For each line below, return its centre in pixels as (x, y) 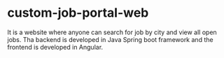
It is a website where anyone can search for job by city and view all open (112, 32)
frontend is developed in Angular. (55, 47)
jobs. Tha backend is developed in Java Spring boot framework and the (110, 39)
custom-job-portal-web (78, 13)
